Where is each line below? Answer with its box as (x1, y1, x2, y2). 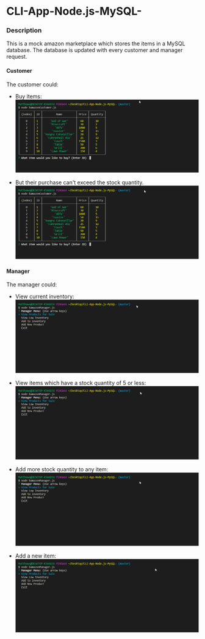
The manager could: (6, 281, 57, 288)
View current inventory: (15, 293, 74, 301)
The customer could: (6, 81, 59, 88)
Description (6, 26, 42, 35)
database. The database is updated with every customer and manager (6, 47, 183, 54)
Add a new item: (15, 552, 57, 559)
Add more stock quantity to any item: (15, 466, 109, 473)
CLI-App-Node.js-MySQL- (6, 4, 142, 18)
